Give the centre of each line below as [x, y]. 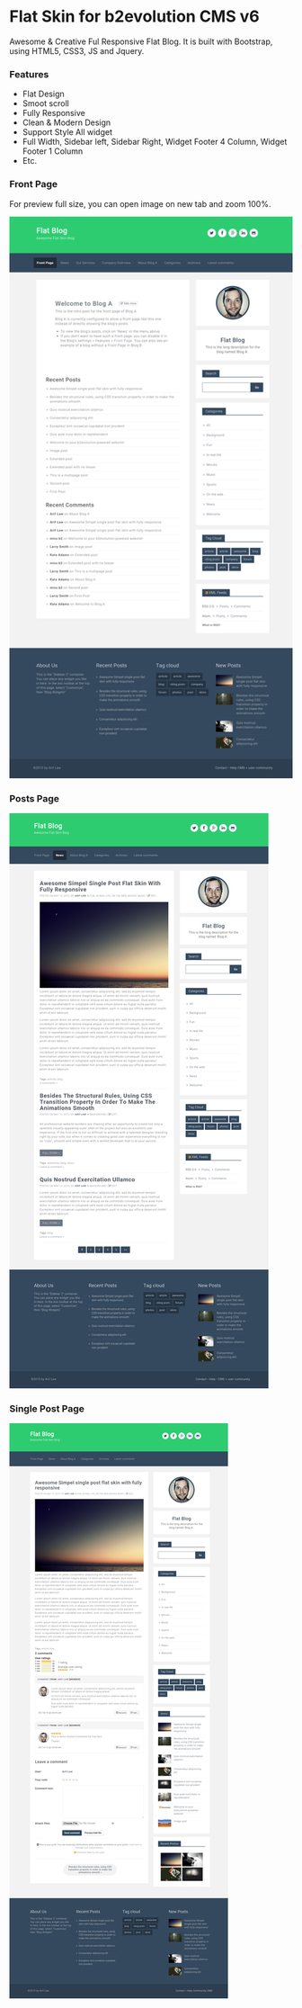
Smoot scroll [45, 103]
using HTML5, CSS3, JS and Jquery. [77, 50]
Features [29, 74]
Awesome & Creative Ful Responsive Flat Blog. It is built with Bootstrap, [141, 41]
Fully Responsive [53, 113]
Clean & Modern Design [67, 122]
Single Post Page [47, 1408]
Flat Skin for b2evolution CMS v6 [134, 17]
